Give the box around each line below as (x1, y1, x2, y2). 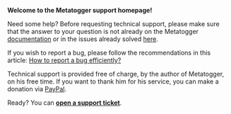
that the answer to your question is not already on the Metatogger (7, 28, 199, 35)
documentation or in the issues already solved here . (7, 35, 159, 43)
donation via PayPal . (7, 85, 67, 93)
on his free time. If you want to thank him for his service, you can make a (7, 77, 219, 86)
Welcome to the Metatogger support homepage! (7, 6, 153, 14)
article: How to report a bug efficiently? (7, 56, 122, 64)
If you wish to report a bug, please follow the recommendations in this (7, 49, 211, 57)
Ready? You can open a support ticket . (7, 98, 122, 107)
